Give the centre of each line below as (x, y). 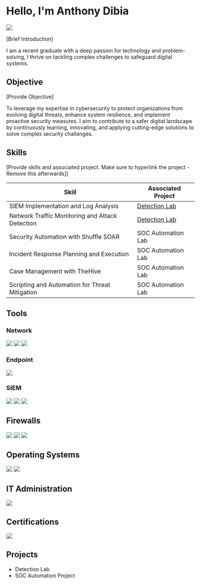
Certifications (33, 522)
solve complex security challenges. (50, 134)
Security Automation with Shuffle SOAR (64, 236)
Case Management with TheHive (55, 271)
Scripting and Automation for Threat (60, 284)
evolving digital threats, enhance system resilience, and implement (88, 115)
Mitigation (23, 292)
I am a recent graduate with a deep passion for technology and (84, 50)
